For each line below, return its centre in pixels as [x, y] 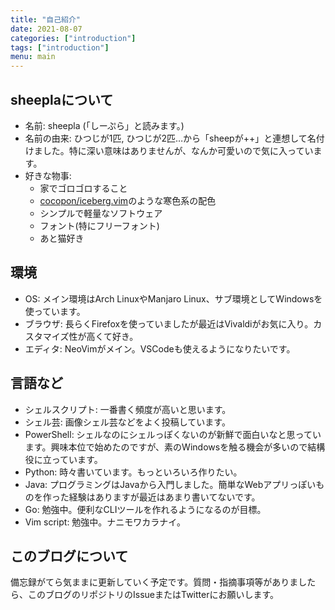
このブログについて [69, 556]
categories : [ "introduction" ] [73, 38]
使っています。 [55, 311]
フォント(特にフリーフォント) [99, 225]
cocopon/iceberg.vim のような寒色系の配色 [128, 200]
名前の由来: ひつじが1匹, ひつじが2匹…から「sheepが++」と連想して [166, 138]
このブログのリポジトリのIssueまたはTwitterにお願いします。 [153, 595]
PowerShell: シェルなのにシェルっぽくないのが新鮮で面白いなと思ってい [173, 434]
